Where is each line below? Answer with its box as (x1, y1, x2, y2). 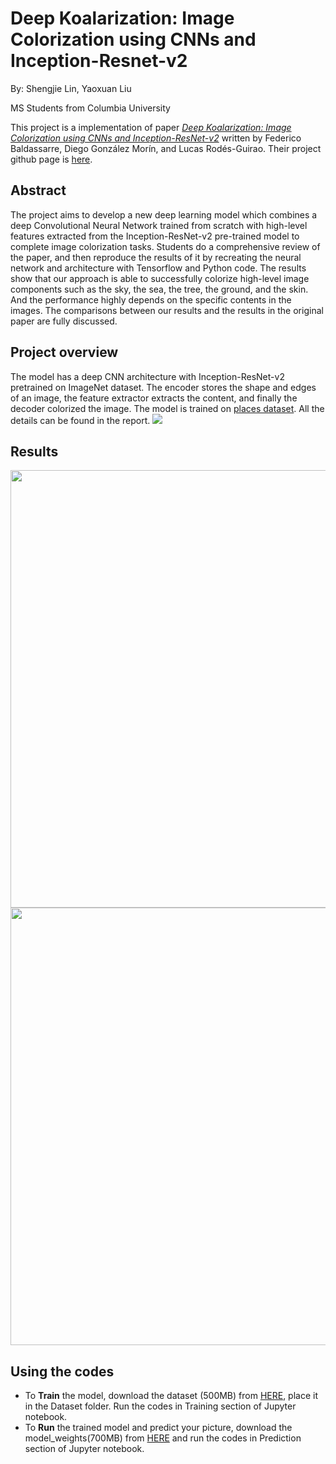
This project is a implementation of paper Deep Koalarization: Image (10, 121, 292, 133)
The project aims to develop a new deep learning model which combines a (10, 208, 318, 221)
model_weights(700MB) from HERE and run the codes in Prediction (24, 1432, 302, 1444)
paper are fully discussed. (10, 315, 118, 327)
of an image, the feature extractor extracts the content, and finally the (10, 392, 298, 404)
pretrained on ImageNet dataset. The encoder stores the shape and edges (10, 381, 317, 393)
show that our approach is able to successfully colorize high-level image (10, 272, 310, 284)
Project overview (10, 344, 119, 361)
